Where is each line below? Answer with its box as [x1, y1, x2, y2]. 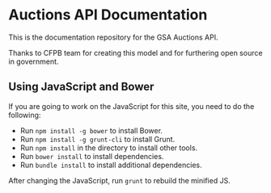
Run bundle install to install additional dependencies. [19, 160, 202, 170]
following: [8, 110, 41, 120]
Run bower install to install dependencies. [19, 151, 164, 161]
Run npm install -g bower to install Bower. [19, 125, 163, 135]
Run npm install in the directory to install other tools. [19, 143, 198, 153]
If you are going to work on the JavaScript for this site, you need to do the [8, 101, 255, 111]
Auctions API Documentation [8, 6, 208, 24]
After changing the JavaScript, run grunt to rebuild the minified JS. [8, 175, 231, 185]
